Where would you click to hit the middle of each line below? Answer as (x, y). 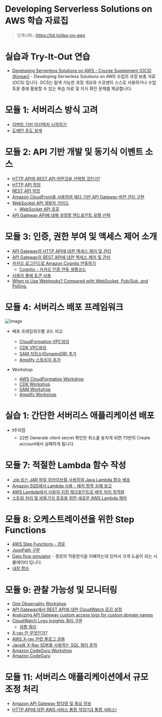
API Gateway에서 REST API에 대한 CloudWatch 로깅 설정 (67, 609)
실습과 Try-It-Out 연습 (48, 57)
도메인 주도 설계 (27, 131)
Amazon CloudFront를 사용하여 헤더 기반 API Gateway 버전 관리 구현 (78, 197)
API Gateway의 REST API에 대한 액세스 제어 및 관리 (61, 257)
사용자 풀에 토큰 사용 (32, 275)
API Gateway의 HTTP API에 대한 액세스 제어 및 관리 (62, 251)
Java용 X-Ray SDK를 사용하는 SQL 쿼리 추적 (55, 645)
